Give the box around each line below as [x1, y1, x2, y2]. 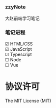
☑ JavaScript [5, 46, 32, 52]
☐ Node [5, 56, 22, 63]
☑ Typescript [5, 51, 32, 57]
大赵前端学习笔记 [5, 15, 40, 21]
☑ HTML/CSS [5, 41, 33, 47]
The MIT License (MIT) [5, 98, 52, 104]
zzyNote [5, 3, 26, 10]
